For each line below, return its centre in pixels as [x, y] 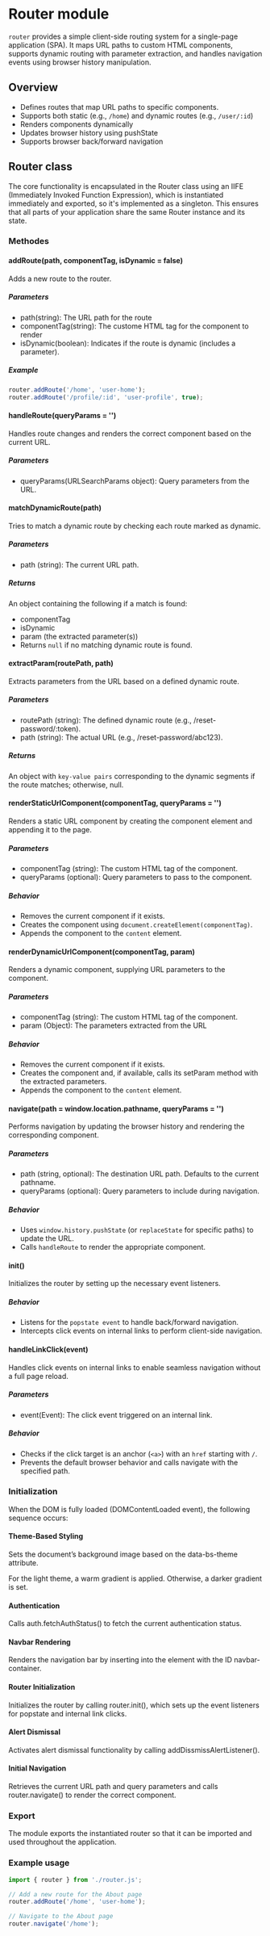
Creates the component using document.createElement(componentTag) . [136, 924]
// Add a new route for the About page [75, 1894]
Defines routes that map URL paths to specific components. [119, 107]
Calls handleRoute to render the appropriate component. [112, 1247]
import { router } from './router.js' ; [75, 1879]
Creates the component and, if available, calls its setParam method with [139, 1073]
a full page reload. [38, 1376]
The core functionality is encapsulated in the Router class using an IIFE [126, 186]
